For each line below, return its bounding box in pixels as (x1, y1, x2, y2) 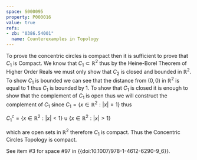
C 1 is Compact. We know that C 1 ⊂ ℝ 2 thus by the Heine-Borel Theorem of (6, 58, 187, 68)
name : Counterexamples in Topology (11, 36, 99, 42)
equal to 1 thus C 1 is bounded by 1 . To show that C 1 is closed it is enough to (6, 84, 188, 93)
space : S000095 (6, 8, 44, 15)
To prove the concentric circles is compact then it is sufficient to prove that (6, 53, 189, 59)
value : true (6, 19, 35, 25)
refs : (6, 25, 19, 31)
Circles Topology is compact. (6, 136, 77, 143)
